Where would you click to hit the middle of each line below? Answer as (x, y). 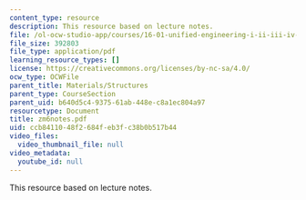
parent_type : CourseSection (63, 94)
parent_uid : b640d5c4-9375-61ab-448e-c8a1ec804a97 (107, 102)
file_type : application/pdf (63, 52)
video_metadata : (40, 153)
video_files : (34, 136)
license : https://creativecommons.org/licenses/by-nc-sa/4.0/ (130, 69)
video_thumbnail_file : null (71, 145)
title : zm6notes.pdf (49, 119)
